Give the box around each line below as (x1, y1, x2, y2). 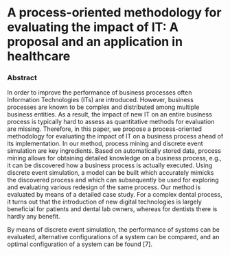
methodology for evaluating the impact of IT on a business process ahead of (7, 132, 224, 141)
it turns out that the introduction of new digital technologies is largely (7, 197, 203, 206)
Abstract (7, 73, 38, 83)
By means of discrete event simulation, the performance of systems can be (7, 226, 220, 234)
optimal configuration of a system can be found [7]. (7, 240, 153, 248)
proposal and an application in (7, 34, 183, 49)
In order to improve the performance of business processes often (7, 88, 192, 97)
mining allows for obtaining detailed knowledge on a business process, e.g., (7, 154, 222, 162)
